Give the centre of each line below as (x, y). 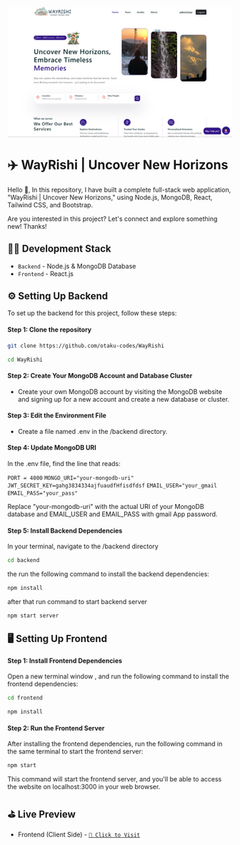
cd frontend (25, 698)
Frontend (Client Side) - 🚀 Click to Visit (79, 835)
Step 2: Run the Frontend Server (56, 728)
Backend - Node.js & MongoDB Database (77, 266)
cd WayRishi (25, 360)
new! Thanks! (27, 226)
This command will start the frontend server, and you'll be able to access (115, 779)
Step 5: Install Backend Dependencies (65, 530)
